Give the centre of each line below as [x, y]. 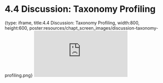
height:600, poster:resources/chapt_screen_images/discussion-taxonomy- [81, 28]
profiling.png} [19, 75]
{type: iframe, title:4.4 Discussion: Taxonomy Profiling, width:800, [72, 23]
